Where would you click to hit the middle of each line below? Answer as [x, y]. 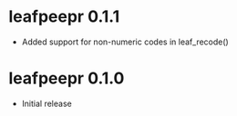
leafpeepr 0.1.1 [64, 17]
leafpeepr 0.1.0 [67, 78]
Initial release [46, 103]
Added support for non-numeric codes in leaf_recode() [125, 42]
